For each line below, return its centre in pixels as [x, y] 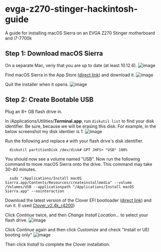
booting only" [19, 235]
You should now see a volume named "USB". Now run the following [73, 159]
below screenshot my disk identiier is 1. [44, 131]
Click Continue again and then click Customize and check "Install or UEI [77, 229]
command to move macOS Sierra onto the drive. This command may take [79, 164]
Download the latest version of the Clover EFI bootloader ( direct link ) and [78, 200]
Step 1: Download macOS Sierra [54, 54]
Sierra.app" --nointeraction [35, 191]
